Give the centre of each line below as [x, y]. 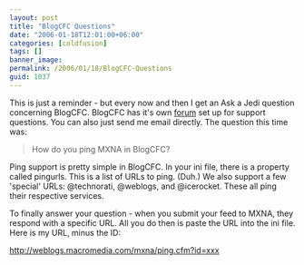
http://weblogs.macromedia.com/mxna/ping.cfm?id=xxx [114, 250]
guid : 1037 [30, 77]
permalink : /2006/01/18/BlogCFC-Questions [91, 69]
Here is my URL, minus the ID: [65, 232]
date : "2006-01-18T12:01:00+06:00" [77, 34]
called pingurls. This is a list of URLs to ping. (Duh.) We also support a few [148, 176]
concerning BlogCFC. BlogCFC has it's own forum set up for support [137, 112]
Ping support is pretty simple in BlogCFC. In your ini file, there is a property [150, 167]
